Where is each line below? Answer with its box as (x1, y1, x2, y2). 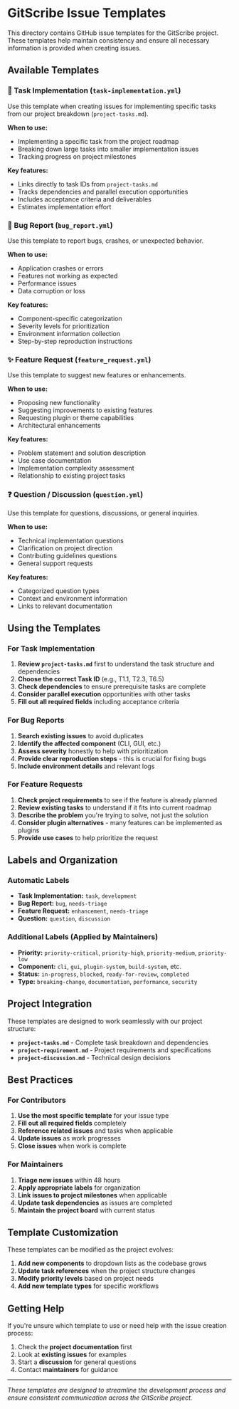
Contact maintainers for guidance (17, 1366, 119, 1374)
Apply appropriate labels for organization (17, 1183, 141, 1192)
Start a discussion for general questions (17, 1358, 137, 1366)
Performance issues (17, 279, 77, 288)
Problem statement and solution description (17, 449, 147, 457)
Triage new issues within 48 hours (17, 1175, 121, 1184)
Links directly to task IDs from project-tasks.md (17, 179, 159, 188)
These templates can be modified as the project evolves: (7, 1245, 174, 1254)
